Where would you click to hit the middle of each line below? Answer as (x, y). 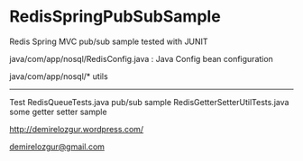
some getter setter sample (58, 112)
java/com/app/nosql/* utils (59, 76)
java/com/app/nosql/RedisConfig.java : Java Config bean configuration (141, 58)
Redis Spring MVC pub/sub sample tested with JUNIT (109, 41)
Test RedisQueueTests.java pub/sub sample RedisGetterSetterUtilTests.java (149, 102)
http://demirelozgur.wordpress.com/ (77, 129)
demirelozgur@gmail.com (57, 147)
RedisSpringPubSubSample (115, 17)
